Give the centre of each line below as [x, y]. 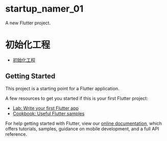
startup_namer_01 [44, 9]
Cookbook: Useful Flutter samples [49, 113]
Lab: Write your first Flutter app [46, 108]
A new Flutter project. [28, 23]
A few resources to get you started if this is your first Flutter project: [77, 98]
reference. [16, 134]
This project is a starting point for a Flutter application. [62, 88]
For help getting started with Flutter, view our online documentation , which [84, 123]
